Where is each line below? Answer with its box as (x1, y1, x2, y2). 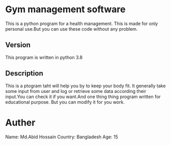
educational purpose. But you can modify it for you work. (5, 99, 125, 105)
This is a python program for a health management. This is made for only (5, 20, 158, 27)
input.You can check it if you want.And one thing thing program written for (5, 93, 161, 100)
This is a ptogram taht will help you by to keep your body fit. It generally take (5, 83, 166, 89)
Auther (5, 116, 36, 128)
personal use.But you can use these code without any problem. (5, 26, 138, 32)
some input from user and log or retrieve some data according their (5, 88, 147, 94)
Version (5, 41, 31, 50)
